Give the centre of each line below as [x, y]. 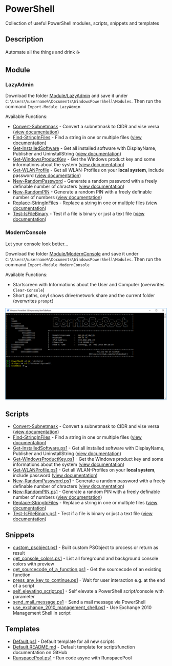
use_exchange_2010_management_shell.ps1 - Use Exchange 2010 [82, 607]
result [19, 553]
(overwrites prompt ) [33, 301]
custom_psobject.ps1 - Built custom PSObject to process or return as [85, 547]
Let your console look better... [37, 244]
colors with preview [34, 564]
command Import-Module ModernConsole [47, 264]
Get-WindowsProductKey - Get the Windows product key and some [84, 159]
